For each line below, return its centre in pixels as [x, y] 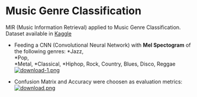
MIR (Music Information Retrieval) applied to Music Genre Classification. [93, 27]
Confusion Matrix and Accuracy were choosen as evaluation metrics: [98, 82]
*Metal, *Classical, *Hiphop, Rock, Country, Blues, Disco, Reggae [95, 64]
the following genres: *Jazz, [49, 51]
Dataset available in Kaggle [39, 33]
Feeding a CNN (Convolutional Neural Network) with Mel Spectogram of [102, 45]
